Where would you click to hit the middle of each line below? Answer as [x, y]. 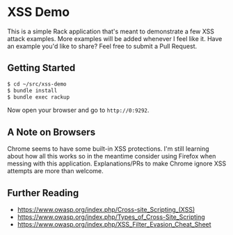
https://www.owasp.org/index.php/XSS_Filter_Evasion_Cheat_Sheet [114, 224]
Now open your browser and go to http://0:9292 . [78, 110]
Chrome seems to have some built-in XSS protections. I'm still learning [109, 149]
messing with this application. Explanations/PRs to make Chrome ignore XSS [117, 163]
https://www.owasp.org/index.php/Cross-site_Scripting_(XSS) [106, 210]
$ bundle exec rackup [39, 97]
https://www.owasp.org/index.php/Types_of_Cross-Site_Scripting [111, 217]
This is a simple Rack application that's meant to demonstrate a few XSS [111, 31]
